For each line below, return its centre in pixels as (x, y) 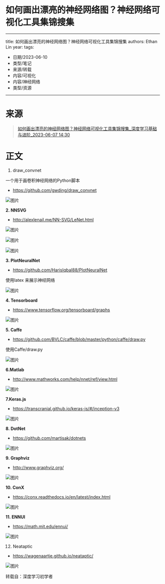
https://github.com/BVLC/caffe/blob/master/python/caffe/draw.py (79, 339)
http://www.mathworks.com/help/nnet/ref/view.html (65, 379)
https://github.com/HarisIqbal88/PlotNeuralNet (60, 270)
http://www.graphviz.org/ (38, 467)
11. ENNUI (15, 517)
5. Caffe (14, 330)
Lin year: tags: (20, 47)
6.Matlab (15, 370)
